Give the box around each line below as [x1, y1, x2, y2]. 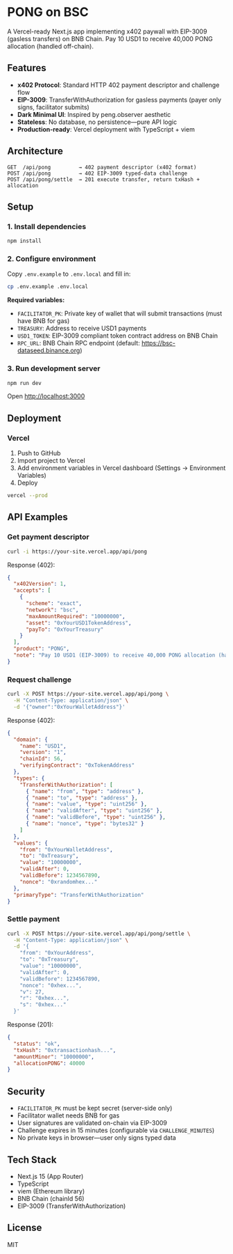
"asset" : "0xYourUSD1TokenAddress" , [25, 619, 132, 627]
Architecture [7, 146, 64, 157]
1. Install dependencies [7, 221, 87, 231]
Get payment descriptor [7, 532, 90, 542]
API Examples [7, 511, 68, 523]
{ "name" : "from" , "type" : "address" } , [25, 787, 144, 794]
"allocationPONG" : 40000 [13, 1060, 85, 1067]
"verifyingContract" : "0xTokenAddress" [19, 762, 135, 769]
